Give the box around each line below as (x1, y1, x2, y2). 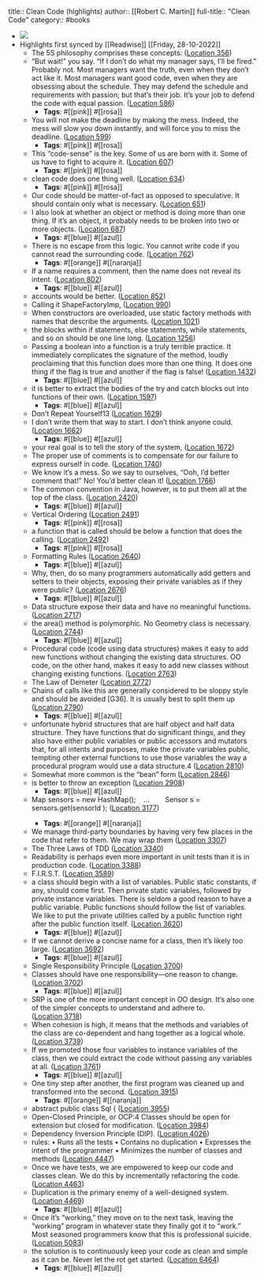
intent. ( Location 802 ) (31, 275, 102, 283)
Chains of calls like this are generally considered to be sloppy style (31, 686, 249, 695)
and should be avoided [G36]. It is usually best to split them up (31, 694, 235, 704)
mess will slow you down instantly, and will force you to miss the (31, 124, 241, 133)
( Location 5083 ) (31, 1238, 84, 1247)
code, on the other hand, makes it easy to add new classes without (31, 661, 249, 670)
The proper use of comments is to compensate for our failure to (31, 451, 239, 460)
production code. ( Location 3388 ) (31, 861, 142, 869)
